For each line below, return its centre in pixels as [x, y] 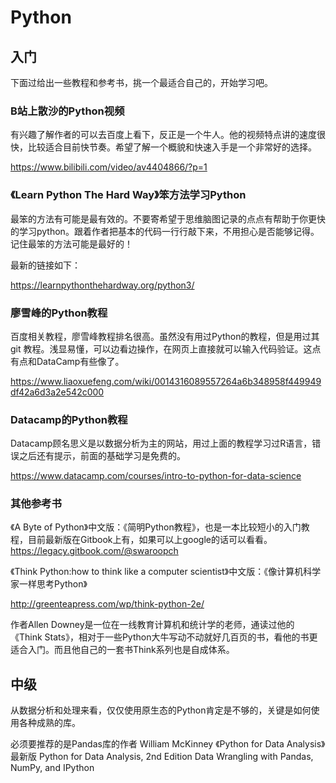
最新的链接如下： [45, 265]
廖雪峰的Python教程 [59, 313]
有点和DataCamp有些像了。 [67, 361]
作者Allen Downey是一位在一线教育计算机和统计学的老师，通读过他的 [152, 625]
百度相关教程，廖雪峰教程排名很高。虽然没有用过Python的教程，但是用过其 [165, 336]
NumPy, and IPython [52, 768]
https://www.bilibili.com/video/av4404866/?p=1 [109, 167]
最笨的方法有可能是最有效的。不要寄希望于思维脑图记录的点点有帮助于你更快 [168, 218]
